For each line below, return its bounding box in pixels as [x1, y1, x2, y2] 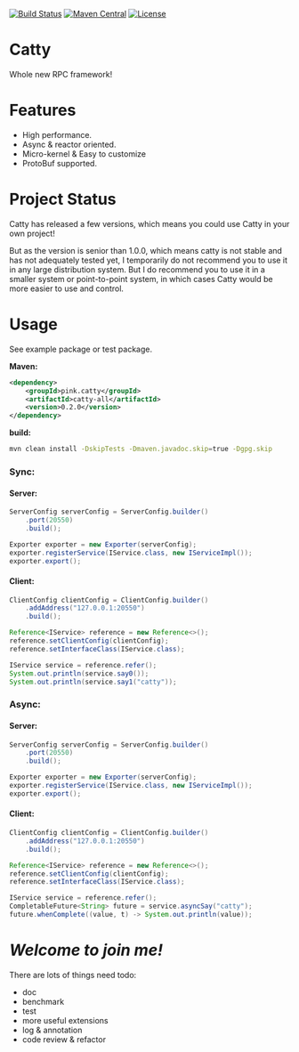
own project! [9, 228, 55, 239]
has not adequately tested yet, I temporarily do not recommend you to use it [9, 255, 287, 265]
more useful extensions [21, 1015, 109, 1025]
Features [9, 101, 77, 120]
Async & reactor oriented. [21, 139, 117, 150]
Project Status [9, 190, 117, 209]
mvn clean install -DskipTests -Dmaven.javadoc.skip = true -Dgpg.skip [9, 445, 273, 454]
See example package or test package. [9, 344, 153, 354]
